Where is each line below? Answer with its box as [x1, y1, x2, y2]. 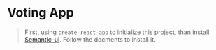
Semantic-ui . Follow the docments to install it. [24, 35, 156, 43]
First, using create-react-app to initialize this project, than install [24, 28, 210, 36]
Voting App [7, 5, 75, 21]
